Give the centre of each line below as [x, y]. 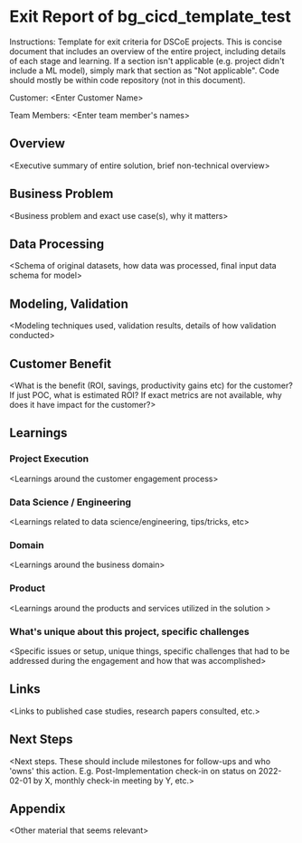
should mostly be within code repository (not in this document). [127, 80]
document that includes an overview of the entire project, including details [148, 51]
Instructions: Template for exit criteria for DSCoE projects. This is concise [146, 42]
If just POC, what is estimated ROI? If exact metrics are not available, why [146, 395]
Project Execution [49, 459]
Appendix [38, 808]
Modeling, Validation [69, 303]
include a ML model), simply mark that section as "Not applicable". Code [145, 71]
